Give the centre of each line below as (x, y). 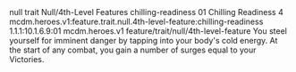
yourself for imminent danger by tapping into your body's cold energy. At (144, 40)
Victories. (27, 59)
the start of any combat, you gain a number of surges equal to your (133, 50)
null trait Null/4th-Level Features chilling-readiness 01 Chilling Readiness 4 (146, 12)
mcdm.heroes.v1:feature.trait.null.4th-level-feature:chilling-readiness (136, 21)
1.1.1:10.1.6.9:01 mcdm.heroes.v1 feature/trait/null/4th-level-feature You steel (148, 31)
